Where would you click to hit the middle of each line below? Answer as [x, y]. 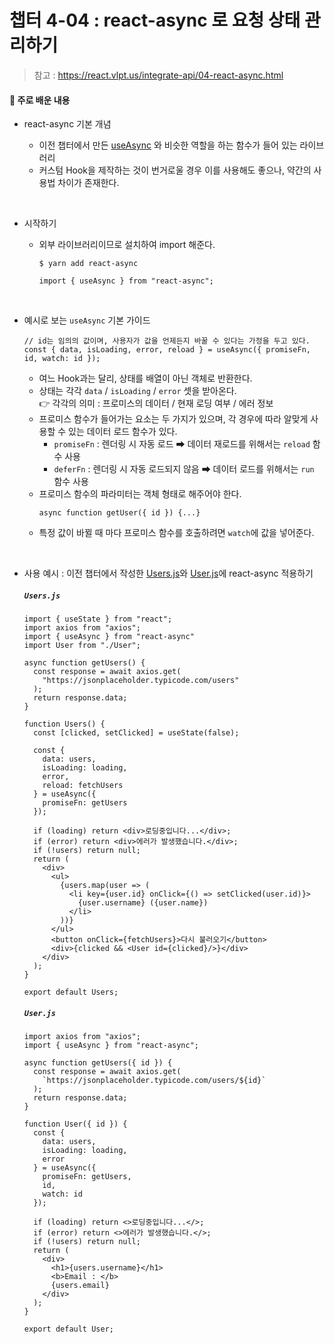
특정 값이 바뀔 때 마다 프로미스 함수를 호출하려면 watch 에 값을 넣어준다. [176, 533]
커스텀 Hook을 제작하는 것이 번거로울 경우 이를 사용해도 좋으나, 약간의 [175, 170]
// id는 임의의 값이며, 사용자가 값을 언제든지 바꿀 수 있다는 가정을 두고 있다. [167, 341]
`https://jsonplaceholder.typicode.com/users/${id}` [154, 1081]
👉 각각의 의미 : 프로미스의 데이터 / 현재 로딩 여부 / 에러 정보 [156, 403]
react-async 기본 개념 [67, 124]
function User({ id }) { [75, 1124]
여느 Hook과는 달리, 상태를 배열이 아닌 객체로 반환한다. [145, 378]
